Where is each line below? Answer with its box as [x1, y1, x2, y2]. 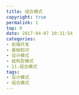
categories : [6, 36, 36, 42]
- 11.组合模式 [6, 63, 37, 70]
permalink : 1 [6, 19, 39, 25]
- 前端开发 [6, 42, 30, 48]
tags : [6, 69, 20, 75]
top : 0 [6, 25, 23, 31]
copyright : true [6, 14, 46, 20]
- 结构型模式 [6, 58, 34, 64]
